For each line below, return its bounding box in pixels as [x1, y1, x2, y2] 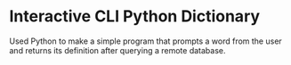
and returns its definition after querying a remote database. [9, 45, 226, 55]
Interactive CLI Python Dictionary [9, 6, 261, 27]
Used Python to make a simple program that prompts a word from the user [9, 36, 282, 46]
